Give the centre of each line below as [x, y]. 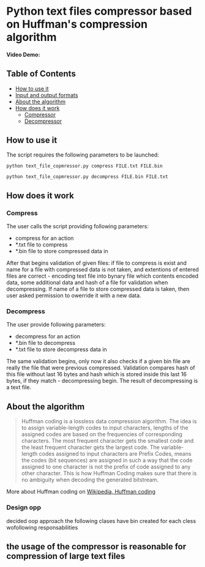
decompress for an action [48, 336]
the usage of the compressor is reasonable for [96, 547]
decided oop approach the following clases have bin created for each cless [101, 521]
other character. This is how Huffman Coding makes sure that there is [109, 473]
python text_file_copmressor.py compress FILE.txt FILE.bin [85, 166]
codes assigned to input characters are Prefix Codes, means [115, 454]
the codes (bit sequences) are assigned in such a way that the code [107, 461]
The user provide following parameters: [56, 325]
